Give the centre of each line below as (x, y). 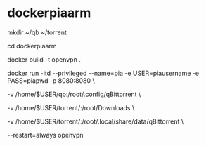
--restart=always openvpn (45, 135)
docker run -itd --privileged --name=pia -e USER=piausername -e (103, 73)
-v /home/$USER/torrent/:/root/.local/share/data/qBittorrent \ (96, 121)
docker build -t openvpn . (44, 59)
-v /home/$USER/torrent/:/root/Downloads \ (71, 107)
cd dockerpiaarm (32, 46)
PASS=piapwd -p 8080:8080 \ (51, 80)
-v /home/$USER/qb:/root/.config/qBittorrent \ (74, 94)
